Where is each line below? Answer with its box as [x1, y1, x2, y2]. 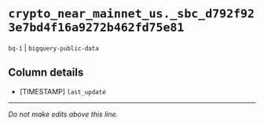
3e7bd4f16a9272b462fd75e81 [8, 20, 185, 35]
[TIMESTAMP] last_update [19, 86, 106, 96]
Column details [8, 66, 84, 79]
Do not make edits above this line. [8, 109, 119, 119]
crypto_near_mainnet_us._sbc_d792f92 [8, 6, 255, 21]
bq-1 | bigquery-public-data [8, 42, 100, 53]
